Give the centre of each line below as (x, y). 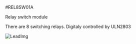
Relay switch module (26, 17)
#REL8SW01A (19, 7)
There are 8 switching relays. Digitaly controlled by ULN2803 (68, 26)
